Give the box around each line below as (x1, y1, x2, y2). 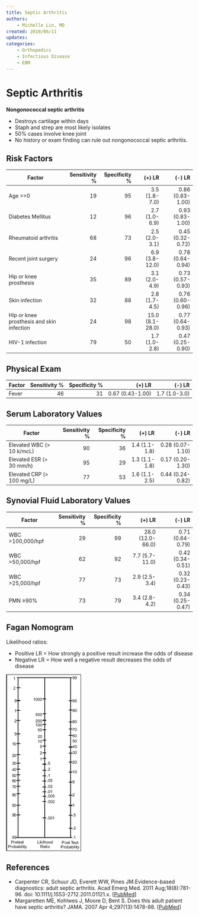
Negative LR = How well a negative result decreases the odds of (14, 656, 172, 663)
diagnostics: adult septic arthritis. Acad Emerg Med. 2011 (14, 884, 154, 892)
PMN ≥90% (8, 597, 37, 604)
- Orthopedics (17, 48, 52, 54)
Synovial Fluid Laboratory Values (6, 495, 131, 506)
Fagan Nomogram (6, 622, 74, 633)
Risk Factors (6, 153, 53, 164)
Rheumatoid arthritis (8, 234, 58, 241)
